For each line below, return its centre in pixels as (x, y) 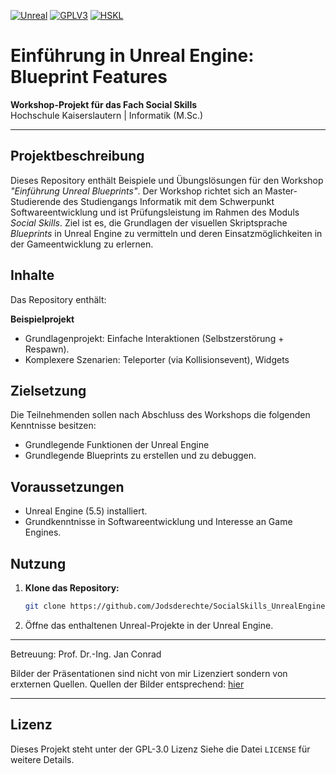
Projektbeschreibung (77, 156)
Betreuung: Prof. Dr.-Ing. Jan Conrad (86, 654)
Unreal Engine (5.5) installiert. (86, 511)
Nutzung (38, 563)
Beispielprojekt (42, 319)
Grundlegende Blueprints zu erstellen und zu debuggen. (140, 456)
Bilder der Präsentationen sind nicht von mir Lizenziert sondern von (149, 673)
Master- (281, 191)
